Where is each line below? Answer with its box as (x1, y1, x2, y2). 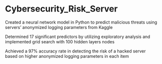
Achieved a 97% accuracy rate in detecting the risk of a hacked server (5, 48, 146, 54)
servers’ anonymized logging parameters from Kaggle (5, 24, 113, 30)
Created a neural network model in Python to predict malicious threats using (5, 19, 158, 25)
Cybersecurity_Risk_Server (5, 3, 118, 14)
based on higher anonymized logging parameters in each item (5, 53, 130, 59)
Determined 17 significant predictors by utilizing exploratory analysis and (5, 34, 150, 39)
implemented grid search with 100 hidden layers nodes (5, 38, 115, 44)
